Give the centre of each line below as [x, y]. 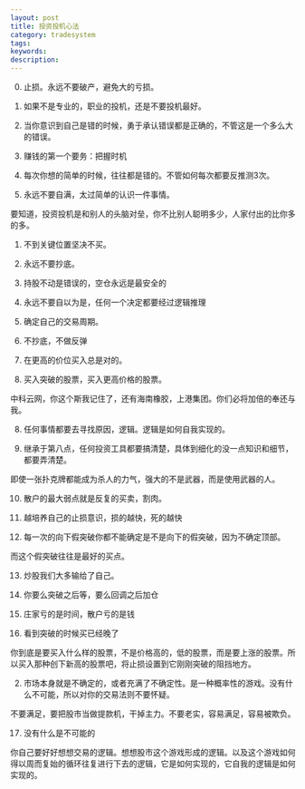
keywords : [29, 52]
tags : [20, 43]
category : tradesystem [53, 34]
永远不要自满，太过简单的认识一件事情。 [99, 195]
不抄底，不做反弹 [55, 341]
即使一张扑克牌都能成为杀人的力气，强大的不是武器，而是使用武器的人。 [145, 479]
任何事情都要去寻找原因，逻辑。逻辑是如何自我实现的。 [126, 429]
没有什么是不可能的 [59, 733]
